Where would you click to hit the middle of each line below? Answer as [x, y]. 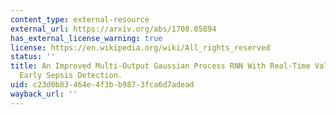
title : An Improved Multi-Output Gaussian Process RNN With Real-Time [160, 66]
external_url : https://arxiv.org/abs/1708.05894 [113, 29]
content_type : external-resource [80, 19]
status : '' [33, 57]
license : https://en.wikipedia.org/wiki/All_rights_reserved [140, 47]
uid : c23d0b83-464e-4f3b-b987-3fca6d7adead [102, 85]
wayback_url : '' [44, 94]
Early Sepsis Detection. [71, 76]
